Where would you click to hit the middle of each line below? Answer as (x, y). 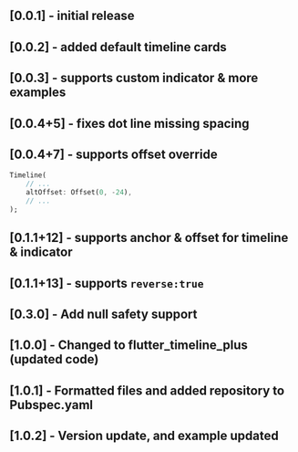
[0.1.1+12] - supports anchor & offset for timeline (149, 238)
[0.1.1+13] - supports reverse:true (107, 283)
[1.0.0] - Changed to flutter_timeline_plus (128, 346)
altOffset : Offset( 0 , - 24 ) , (79, 193)
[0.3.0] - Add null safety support (103, 314)
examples (38, 93)
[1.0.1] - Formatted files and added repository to (147, 390)
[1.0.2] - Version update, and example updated (144, 436)
